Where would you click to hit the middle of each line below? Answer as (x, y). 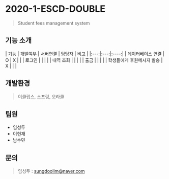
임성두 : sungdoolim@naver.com (51, 171)
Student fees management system (54, 23)
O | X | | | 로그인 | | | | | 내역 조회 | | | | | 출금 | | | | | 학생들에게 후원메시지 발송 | (84, 60)
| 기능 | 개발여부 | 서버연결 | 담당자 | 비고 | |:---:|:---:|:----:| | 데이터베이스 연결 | (85, 54)
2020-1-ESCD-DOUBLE (55, 9)
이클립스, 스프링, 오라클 (41, 96)
